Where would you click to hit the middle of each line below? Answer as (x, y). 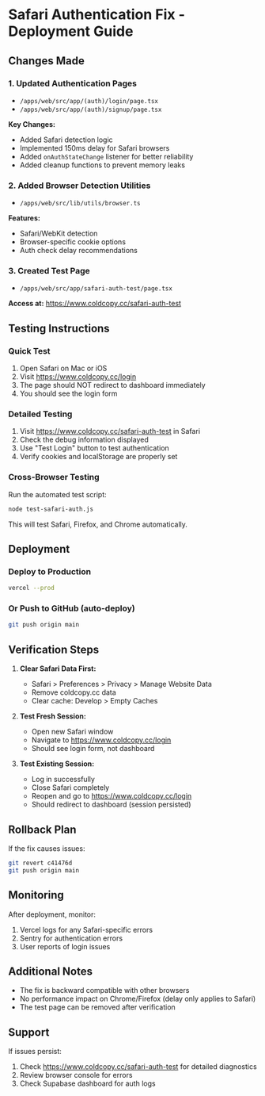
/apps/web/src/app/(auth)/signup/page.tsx (91, 109)
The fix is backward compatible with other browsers (104, 991)
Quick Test (29, 351)
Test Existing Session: (57, 764)
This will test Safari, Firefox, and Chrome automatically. (98, 524)
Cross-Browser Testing (54, 477)
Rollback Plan (42, 829)
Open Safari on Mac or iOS (63, 368)
